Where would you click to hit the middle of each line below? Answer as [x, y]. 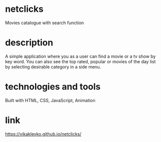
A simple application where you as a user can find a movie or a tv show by [80, 56]
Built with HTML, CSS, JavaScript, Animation [50, 100]
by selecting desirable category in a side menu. [53, 67]
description [29, 43]
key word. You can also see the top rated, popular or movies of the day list [80, 61]
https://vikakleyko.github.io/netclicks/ [43, 134]
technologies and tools [53, 87]
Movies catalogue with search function [45, 23]
